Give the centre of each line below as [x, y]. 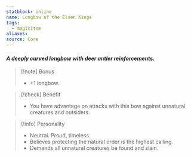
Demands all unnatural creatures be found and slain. [94, 148]
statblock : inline [29, 12]
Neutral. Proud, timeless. [60, 136]
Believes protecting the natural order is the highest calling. [101, 142]
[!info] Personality [43, 124]
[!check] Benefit [41, 95]
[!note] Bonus [38, 71]
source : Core [22, 39]
